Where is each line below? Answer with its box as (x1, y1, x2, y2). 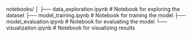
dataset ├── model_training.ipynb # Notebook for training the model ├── (6, 12, 186, 19)
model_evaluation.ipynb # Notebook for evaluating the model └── (6, 18, 168, 25)
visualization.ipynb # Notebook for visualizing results (6, 24, 135, 31)
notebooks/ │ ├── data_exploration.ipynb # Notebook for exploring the (6, 6, 180, 12)
